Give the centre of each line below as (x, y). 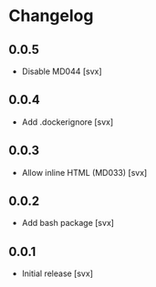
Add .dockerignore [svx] (68, 122)
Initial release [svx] (57, 273)
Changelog (51, 16)
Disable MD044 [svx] (62, 71)
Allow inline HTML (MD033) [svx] (84, 172)
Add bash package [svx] (68, 223)
